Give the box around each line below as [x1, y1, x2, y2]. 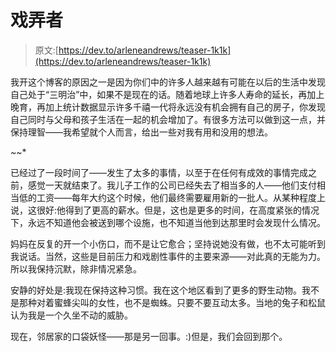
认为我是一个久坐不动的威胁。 [10, 309, 133, 321]
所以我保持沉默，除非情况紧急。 [10, 262, 142, 275]
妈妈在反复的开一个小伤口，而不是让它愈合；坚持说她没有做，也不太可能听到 [10, 237, 326, 250]
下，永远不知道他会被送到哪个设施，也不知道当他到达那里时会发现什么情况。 [10, 216, 326, 228]
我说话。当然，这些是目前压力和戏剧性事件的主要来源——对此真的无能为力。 [10, 250, 326, 262]
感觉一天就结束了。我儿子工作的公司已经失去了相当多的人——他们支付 [27, 179, 317, 191]
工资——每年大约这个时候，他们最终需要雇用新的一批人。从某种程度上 [36, 191, 326, 203]
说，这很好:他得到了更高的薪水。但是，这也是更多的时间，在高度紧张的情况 [10, 204, 320, 216]
